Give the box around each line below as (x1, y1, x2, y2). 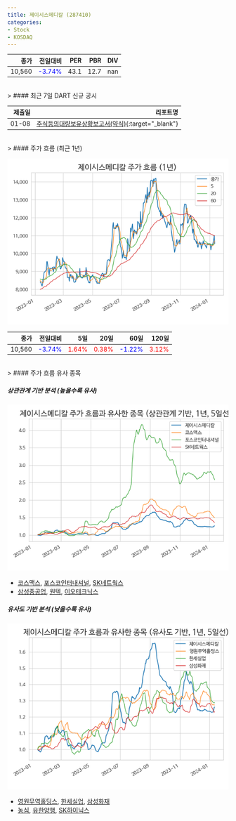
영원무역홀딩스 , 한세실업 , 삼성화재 (17, 797, 110, 806)
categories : (7, 18, 42, 26)
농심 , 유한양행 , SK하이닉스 (17, 806, 90, 814)
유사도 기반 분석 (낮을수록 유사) (7, 605, 92, 613)
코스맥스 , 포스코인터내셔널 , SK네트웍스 (17, 578, 124, 586)
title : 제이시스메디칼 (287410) (7, 11, 92, 18)
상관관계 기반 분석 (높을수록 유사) (7, 386, 98, 395)
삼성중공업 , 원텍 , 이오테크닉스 (17, 587, 99, 596)
